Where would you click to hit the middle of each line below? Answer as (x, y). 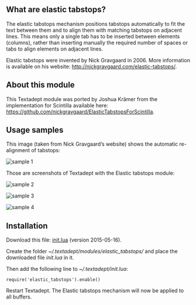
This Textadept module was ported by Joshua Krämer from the (82, 99)
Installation (27, 226)
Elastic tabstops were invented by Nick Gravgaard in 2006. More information (98, 60)
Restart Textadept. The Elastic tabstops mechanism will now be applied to (95, 291)
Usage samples (35, 130)
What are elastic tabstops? (56, 10)
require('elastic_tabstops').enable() (53, 280)
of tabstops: (46, 150)
